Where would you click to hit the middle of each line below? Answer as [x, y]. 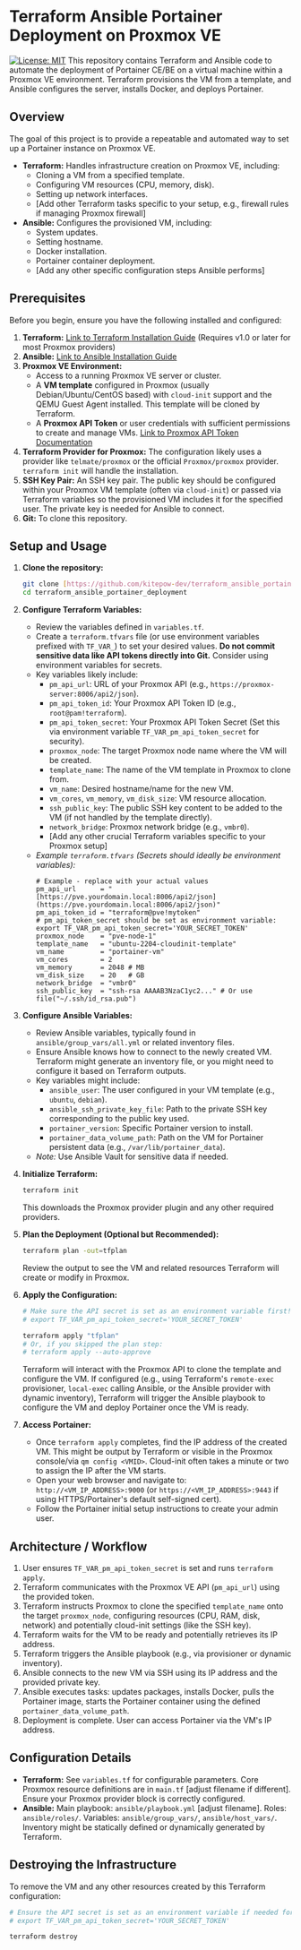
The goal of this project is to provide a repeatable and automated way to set [149, 138]
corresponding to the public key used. [119, 1119]
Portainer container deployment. [95, 261]
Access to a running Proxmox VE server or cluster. [129, 375]
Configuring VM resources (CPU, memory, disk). [125, 185]
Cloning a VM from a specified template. [110, 175]
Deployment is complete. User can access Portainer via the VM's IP [147, 1721]
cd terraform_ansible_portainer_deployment [105, 593]
